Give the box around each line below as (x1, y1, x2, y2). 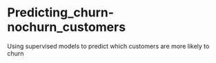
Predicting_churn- (7, 5, 115, 21)
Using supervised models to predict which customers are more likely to (7, 42, 210, 50)
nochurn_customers (7, 19, 126, 35)
